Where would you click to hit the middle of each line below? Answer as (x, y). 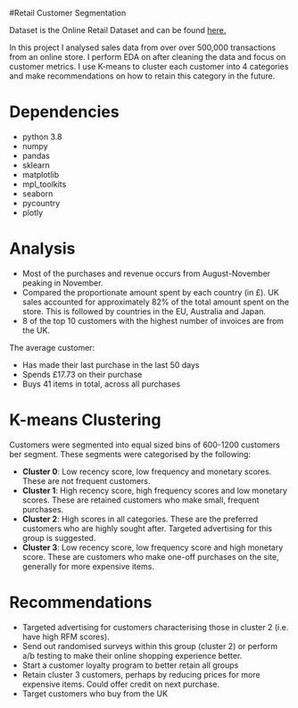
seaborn (37, 193)
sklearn (36, 165)
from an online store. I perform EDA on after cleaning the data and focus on (148, 57)
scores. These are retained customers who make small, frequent (141, 500)
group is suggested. (59, 537)
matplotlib (41, 174)
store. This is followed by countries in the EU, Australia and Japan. (144, 311)
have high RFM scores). (66, 637)
